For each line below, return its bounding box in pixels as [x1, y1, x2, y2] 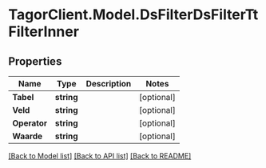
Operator [12, 118, 48, 129]
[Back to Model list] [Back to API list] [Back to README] [8, 151, 192, 161]
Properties [8, 54, 62, 68]
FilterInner [8, 22, 80, 41]
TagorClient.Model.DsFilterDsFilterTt [8, 6, 259, 24]
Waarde [12, 130, 42, 142]
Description [85, 78, 132, 89]
